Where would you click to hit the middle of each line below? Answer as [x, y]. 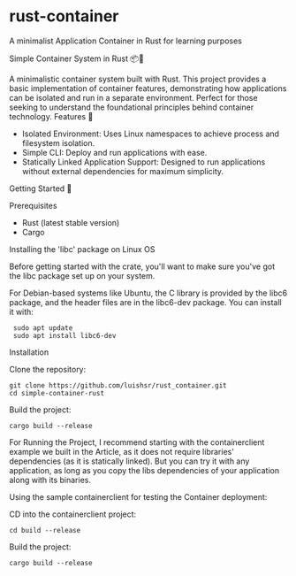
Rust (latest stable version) [71, 222]
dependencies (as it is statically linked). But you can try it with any [129, 461]
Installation [29, 352]
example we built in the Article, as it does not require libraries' [121, 451]
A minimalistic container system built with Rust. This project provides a [138, 79]
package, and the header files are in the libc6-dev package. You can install [145, 302]
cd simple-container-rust [57, 393]
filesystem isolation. [58, 142]
